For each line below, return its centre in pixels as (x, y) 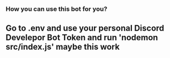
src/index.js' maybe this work (63, 47)
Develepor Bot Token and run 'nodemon (82, 38)
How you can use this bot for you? (57, 9)
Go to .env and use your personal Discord (85, 28)
